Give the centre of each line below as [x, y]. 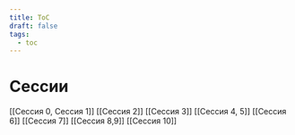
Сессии [39, 87]
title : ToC [30, 17]
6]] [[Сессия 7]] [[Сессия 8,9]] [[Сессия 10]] [93, 121]
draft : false [34, 26]
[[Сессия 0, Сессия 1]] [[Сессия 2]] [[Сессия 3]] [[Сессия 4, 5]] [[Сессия [148, 112]
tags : [19, 34]
